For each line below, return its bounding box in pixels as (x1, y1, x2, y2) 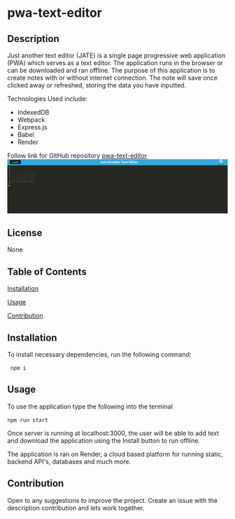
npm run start (7, 416, 49, 424)
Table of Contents (7, 266, 87, 278)
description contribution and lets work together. (7, 504, 145, 512)
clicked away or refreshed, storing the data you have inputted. (7, 81, 187, 89)
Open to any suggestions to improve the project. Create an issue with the (7, 496, 218, 504)
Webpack (17, 115, 45, 124)
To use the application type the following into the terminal (7, 402, 173, 411)
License (7, 227, 43, 239)
